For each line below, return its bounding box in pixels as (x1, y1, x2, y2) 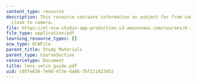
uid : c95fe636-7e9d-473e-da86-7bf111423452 (6, 68, 114, 74)
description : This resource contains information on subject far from (6, 14, 182, 20)
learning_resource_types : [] (6, 36, 77, 41)
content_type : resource (6, 8, 64, 15)
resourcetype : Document (6, 57, 64, 63)
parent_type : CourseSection (6, 52, 75, 58)
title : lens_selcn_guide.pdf (6, 63, 77, 69)
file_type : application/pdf (6, 30, 75, 36)
